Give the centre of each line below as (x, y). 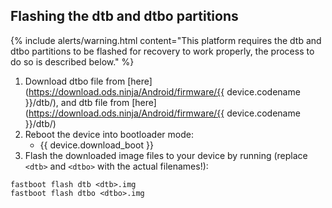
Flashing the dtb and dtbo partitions (124, 16)
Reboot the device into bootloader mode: (109, 134)
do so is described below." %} (72, 61)
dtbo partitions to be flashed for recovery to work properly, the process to (162, 51)
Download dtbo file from (75, 81)
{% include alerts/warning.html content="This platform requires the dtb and (166, 40)
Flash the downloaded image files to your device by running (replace (166, 155)
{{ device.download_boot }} (96, 145)
